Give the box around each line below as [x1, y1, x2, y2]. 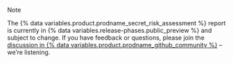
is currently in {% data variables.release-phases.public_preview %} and [7, 27, 212, 34]
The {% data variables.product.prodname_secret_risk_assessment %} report [7, 19, 226, 27]
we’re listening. [7, 48, 51, 56]
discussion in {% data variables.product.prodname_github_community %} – [7, 41, 223, 49]
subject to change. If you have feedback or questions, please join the [7, 34, 205, 42]
